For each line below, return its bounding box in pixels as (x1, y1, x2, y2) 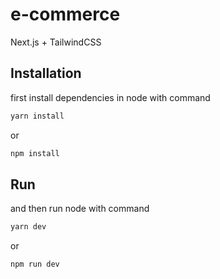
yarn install (10, 111, 65, 121)
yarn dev (10, 222, 47, 232)
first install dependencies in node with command (10, 91, 211, 103)
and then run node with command (10, 203, 150, 215)
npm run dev (10, 259, 60, 270)
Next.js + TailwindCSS (10, 36, 102, 48)
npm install (10, 148, 60, 158)
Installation (10, 65, 82, 82)
